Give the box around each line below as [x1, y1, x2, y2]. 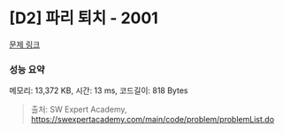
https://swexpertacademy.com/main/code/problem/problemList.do [30, 114, 275, 125]
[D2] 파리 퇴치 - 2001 [9, 8, 159, 28]
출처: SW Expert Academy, [30, 104, 127, 115]
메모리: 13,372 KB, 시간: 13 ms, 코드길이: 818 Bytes [9, 85, 188, 96]
